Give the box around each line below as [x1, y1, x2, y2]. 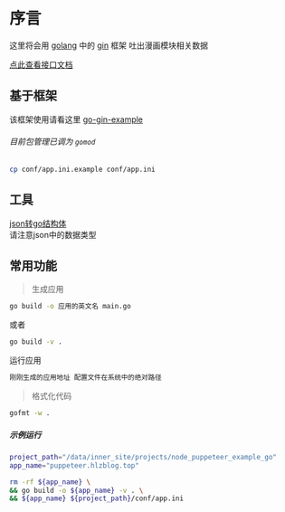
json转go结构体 [9, 218, 67, 229]
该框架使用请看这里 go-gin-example [9, 114, 143, 125]
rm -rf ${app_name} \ [9, 477, 91, 487]
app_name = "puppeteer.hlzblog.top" [9, 460, 140, 470]
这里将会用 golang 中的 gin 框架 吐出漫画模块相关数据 [9, 40, 209, 51]
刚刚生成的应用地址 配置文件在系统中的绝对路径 [9, 373, 162, 383]
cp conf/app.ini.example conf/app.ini [9, 165, 156, 174]
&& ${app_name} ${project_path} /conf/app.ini [9, 494, 184, 503]
